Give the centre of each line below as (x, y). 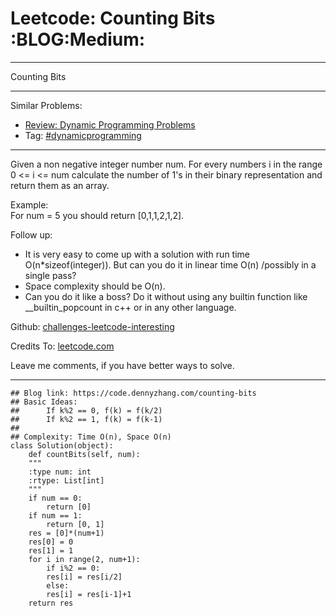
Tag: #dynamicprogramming (83, 135)
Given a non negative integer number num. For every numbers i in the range (166, 164)
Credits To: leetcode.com (62, 346)
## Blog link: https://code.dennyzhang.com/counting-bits (133, 393)
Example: (29, 204)
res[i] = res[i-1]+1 (89, 594)
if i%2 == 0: (73, 568)
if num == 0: (55, 498)
